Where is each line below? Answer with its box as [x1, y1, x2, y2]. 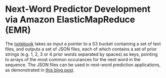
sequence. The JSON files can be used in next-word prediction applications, [5, 62, 161, 68]
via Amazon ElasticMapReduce [5, 14, 135, 25]
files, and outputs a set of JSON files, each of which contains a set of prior [5, 46, 157, 52]
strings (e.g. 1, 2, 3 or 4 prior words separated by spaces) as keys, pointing [5, 51, 158, 57]
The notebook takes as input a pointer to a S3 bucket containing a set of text [5, 40, 161, 46]
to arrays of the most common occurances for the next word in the [5, 56, 141, 62]
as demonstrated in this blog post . [5, 67, 75, 73]
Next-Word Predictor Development [5, 3, 151, 15]
